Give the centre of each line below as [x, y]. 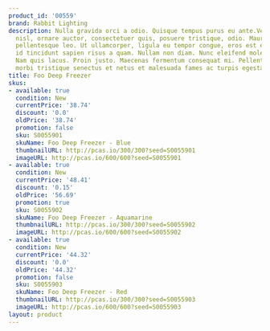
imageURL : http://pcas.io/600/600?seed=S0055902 [98, 233]
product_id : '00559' [43, 16]
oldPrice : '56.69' [47, 195]
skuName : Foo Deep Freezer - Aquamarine [84, 218]
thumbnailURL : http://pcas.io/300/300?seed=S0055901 [106, 150]
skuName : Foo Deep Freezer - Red [72, 292]
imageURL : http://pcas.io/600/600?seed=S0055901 [98, 157]
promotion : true [43, 202]
